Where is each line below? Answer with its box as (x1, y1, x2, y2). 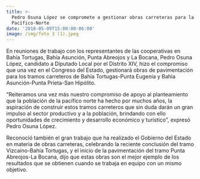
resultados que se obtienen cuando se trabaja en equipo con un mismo (6, 160, 182, 167)
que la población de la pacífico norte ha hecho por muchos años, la (6, 97, 172, 105)
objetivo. (6, 166, 28, 174)
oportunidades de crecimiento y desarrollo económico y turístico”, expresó (6, 116, 190, 123)
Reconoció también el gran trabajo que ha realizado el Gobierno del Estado (6, 134, 192, 141)
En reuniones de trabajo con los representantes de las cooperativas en (6, 47, 181, 54)
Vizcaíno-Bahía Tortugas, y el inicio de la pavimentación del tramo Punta (6, 147, 186, 154)
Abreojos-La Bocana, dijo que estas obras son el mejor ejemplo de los (6, 153, 180, 160)
